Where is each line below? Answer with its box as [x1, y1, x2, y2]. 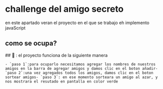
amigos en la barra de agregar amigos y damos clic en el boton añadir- [5, 66, 158, 71]
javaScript [5, 25, 26, 30]
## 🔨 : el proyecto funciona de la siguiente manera [5, 52, 108, 58]
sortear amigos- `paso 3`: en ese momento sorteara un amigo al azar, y [5, 75, 158, 80]
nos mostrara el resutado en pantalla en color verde [5, 79, 119, 84]
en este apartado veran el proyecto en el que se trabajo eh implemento [5, 20, 150, 26]
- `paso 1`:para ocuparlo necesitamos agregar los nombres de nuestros [5, 61, 156, 67]
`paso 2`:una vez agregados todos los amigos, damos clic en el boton [5, 70, 154, 75]
